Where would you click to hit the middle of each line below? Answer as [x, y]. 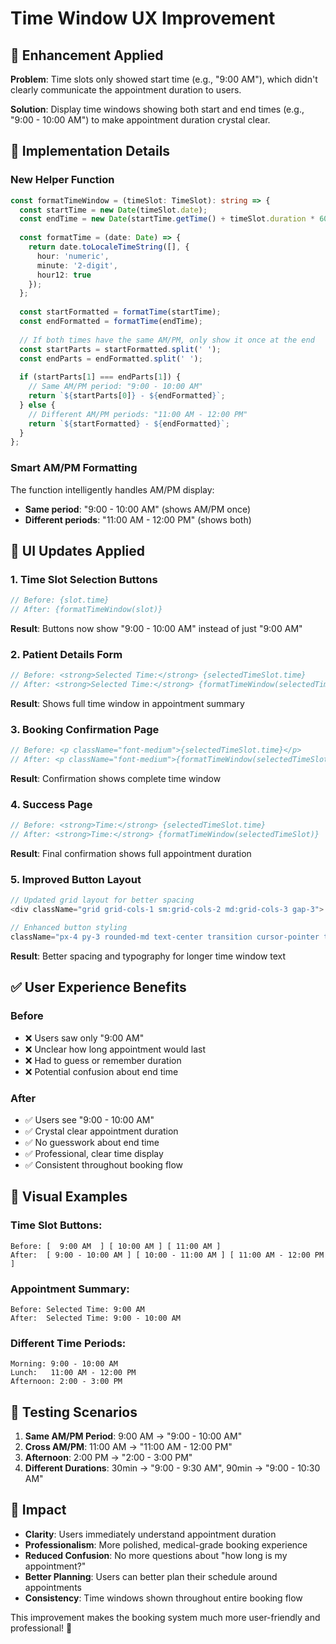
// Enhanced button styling [69, 928]
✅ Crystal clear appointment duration [101, 1131]
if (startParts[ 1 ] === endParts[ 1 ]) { [100, 377]
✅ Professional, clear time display [94, 1153]
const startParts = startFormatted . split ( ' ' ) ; [120, 349]
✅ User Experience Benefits [98, 987]
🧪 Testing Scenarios [74, 1412]
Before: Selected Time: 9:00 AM [77, 1309]
